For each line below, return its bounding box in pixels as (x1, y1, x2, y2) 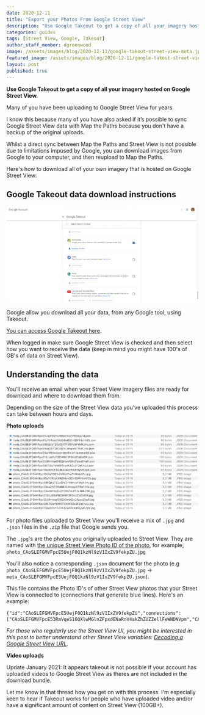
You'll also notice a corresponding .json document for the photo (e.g (6, 559, 180, 567)
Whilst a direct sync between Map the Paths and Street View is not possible (6, 140, 196, 148)
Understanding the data (6, 369, 99, 380)
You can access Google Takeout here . (6, 327, 102, 334)
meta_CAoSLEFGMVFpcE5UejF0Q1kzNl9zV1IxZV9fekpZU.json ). (6, 573, 149, 580)
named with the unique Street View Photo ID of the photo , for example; (6, 541, 184, 549)
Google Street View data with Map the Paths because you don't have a (6, 122, 184, 129)
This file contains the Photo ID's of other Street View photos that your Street (6, 584, 198, 592)
